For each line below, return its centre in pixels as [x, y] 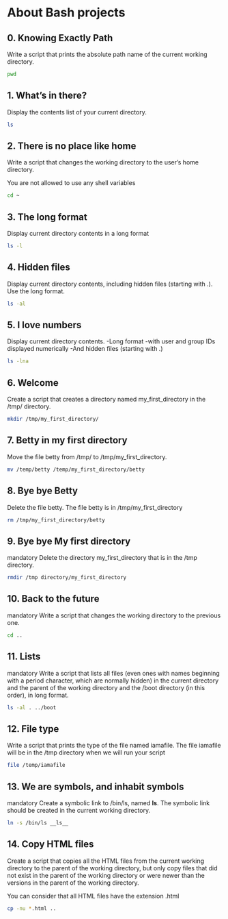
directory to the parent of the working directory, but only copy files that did [112, 868]
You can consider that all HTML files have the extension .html [93, 896]
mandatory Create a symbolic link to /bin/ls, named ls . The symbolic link [109, 802]
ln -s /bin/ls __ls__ [38, 823]
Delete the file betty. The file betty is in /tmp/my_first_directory [95, 507]
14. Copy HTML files [51, 844]
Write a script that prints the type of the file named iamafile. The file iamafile [114, 746]
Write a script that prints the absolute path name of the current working [107, 54]
